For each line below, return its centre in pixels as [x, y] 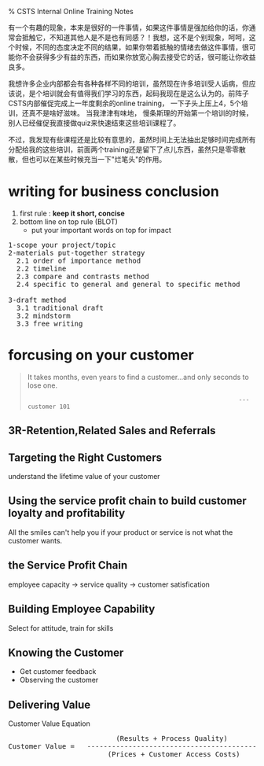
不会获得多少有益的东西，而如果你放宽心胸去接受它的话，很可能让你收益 [139, 57]
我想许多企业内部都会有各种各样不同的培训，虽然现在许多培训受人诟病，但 [128, 83]
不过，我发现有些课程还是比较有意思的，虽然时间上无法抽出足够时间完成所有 [132, 140]
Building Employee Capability [82, 609]
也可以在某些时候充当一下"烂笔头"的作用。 [97, 159]
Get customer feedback [58, 672]
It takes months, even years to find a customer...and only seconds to [138, 377]
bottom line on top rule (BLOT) [68, 221]
